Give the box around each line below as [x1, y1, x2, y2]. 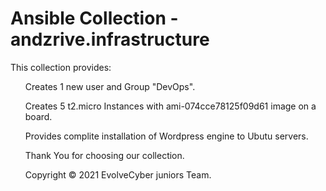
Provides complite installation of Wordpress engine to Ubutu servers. [24, 130, 309, 142]
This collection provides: [10, 61, 112, 73]
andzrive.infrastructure [10, 28, 210, 51]
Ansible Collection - [10, 7, 179, 30]
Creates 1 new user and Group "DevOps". [24, 80, 196, 92]
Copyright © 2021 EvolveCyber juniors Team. [24, 168, 212, 181]
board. [24, 110, 53, 122]
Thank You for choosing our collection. [24, 149, 185, 161]
